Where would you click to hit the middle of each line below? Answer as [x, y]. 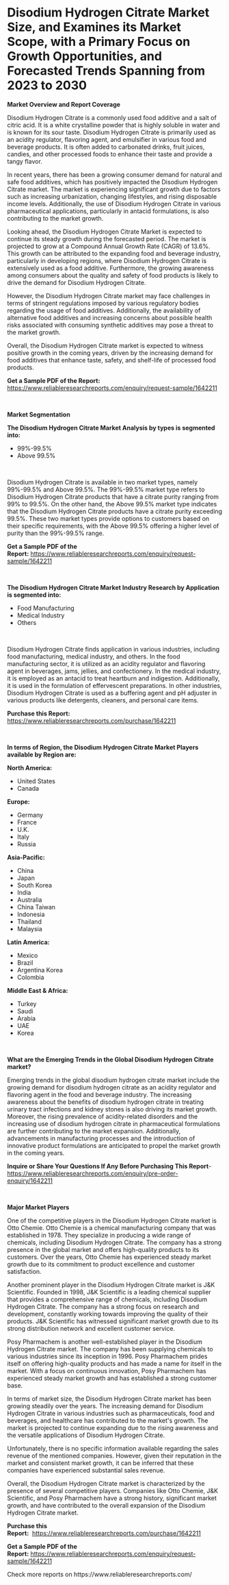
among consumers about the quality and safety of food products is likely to [113, 275]
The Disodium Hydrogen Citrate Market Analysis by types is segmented [111, 428]
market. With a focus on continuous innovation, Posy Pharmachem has [107, 1371]
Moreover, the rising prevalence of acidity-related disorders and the [103, 1116]
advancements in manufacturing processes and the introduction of [101, 1138]
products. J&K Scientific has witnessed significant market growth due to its [113, 1321]
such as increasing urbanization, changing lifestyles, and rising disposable [112, 196]
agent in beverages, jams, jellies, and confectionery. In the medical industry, [114, 671]
